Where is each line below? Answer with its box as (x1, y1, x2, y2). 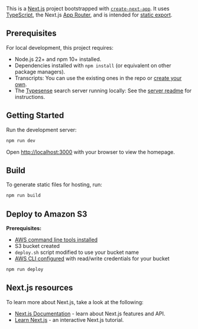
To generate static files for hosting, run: (6, 181, 102, 188)
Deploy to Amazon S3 (6, 209, 87, 219)
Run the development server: (6, 126, 77, 133)
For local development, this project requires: (6, 44, 113, 51)
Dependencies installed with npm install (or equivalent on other (14, 62, 171, 69)
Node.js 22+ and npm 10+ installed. (14, 56, 102, 63)
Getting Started (6, 111, 64, 121)
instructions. (14, 93, 46, 100)
